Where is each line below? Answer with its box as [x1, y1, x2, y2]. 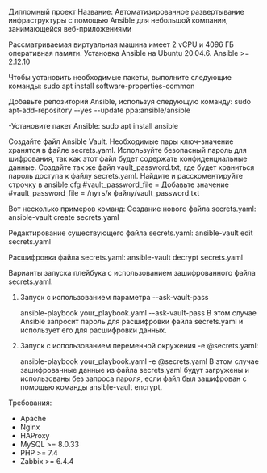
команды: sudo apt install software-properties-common [8, 81, 195, 91]
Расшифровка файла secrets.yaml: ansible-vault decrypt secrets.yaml [8, 252, 244, 262]
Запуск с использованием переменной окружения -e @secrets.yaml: [19, 341, 259, 350]
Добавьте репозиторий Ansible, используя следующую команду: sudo [8, 97, 252, 106]
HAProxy [19, 431, 50, 440]
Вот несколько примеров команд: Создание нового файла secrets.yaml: [8, 204, 257, 213]
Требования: [8, 398, 52, 408]
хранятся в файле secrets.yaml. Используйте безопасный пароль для [8, 146, 248, 154]
